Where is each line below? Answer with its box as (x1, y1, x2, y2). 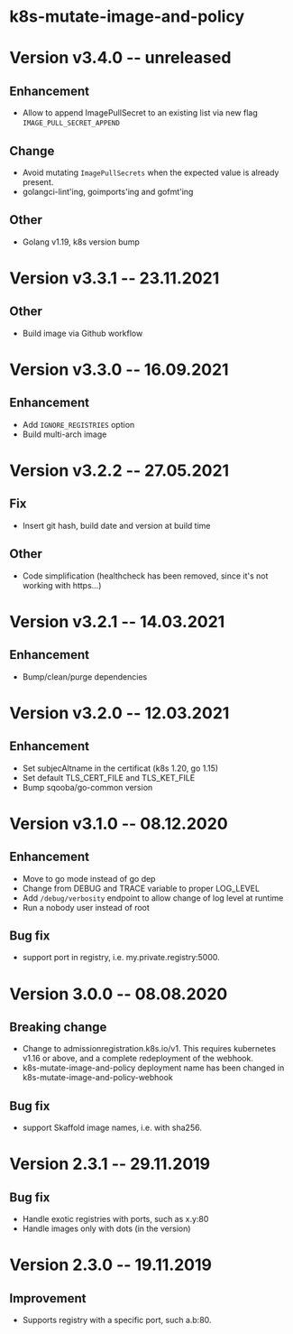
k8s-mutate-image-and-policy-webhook (22, 1072, 173, 1083)
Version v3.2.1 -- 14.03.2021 (9, 611, 225, 632)
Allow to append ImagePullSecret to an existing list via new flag (22, 107, 259, 118)
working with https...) (22, 579, 102, 590)
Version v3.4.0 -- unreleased (9, 48, 232, 69)
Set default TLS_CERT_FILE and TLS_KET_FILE (22, 772, 196, 783)
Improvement (9, 1291, 87, 1306)
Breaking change (9, 1020, 107, 1035)
